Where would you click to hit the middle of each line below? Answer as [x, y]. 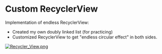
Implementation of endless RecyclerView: [47, 22]
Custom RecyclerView [51, 9]
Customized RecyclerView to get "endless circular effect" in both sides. [85, 37]
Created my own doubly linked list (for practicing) [63, 32]
